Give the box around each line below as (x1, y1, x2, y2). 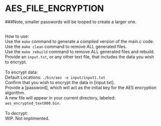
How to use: (5, 33, 29, 39)
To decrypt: (5, 110, 28, 116)
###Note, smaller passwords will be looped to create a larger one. (5, 19, 137, 25)
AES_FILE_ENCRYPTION (5, 3, 104, 14)
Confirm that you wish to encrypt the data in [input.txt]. (5, 79, 115, 85)
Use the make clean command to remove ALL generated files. (5, 43, 127, 49)
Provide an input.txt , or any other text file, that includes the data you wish (5, 54, 154, 59)
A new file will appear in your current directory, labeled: (5, 95, 116, 100)
